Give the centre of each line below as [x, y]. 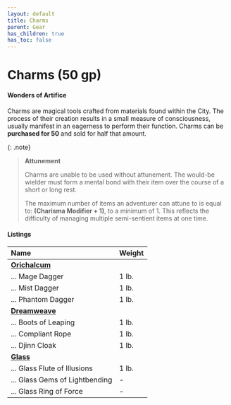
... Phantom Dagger [43, 299]
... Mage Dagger [37, 276]
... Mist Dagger [35, 288]
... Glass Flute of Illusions [52, 368]
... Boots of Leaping [43, 322]
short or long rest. [51, 189]
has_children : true [36, 34]
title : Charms [28, 20]
